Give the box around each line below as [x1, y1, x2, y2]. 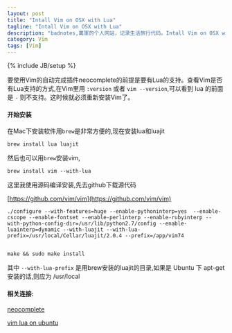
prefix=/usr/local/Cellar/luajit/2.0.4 [7, 232, 123, 239]
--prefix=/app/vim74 [125, 232, 185, 239]
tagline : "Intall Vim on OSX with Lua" [7, 23, 123, 30]
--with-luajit [62, 226, 104, 233]
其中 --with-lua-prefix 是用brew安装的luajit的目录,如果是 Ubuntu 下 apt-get [7, 264, 225, 272]
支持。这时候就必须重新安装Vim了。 [32, 93, 134, 101]
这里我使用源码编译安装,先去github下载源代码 [7, 181, 136, 189]
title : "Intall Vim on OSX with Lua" [7, 17, 116, 24]
